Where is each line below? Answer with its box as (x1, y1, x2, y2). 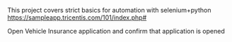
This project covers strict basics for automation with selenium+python (7, 6, 211, 14)
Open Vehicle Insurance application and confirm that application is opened (7, 27, 225, 35)
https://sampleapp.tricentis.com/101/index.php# (7, 13, 147, 22)
